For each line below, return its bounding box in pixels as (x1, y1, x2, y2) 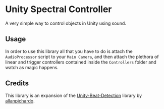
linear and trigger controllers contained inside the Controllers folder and (5, 59, 156, 65)
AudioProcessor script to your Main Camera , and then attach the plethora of (5, 53, 159, 60)
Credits (5, 79, 29, 88)
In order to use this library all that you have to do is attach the (5, 48, 133, 54)
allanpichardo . (5, 97, 35, 104)
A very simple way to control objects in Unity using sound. (5, 20, 126, 26)
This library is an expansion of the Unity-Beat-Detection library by (5, 92, 142, 98)
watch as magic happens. (5, 64, 59, 70)
